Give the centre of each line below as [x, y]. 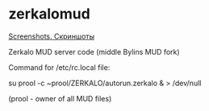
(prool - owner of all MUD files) [60, 98]
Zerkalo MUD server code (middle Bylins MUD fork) [94, 51]
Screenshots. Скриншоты [52, 36]
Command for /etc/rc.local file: [59, 67]
